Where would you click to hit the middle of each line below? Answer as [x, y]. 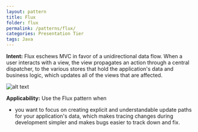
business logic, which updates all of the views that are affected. [84, 75]
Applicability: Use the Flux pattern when [56, 98]
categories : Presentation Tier [45, 34]
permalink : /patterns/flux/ [41, 28]
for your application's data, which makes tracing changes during [94, 116]
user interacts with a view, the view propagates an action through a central [98, 62]
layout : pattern [26, 12]
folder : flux [22, 23]
